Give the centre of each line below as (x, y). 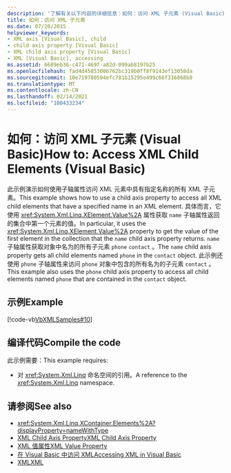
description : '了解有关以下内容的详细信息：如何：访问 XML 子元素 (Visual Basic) (116, 13)
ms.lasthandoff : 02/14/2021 (48, 97)
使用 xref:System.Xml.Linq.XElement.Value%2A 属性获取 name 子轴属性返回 (113, 215)
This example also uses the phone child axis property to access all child (108, 271)
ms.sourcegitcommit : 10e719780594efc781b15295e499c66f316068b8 (100, 77)
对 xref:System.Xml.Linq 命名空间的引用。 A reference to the (102, 375)
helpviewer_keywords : (38, 33)
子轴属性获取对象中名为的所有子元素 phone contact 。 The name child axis (109, 246)
